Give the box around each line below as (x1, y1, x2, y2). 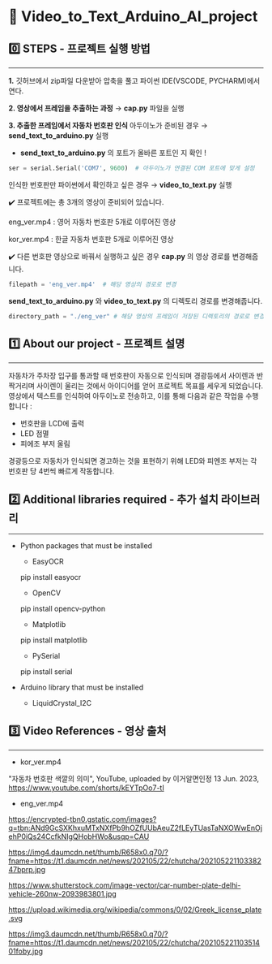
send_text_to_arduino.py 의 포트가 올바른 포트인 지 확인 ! (19, 148, 206, 158)
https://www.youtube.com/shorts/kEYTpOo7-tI (8, 783, 164, 793)
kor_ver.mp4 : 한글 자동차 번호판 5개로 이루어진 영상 (8, 234, 174, 244)
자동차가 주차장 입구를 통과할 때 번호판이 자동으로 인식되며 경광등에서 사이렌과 (8, 371, 255, 381)
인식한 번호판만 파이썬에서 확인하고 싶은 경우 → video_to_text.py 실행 (8, 179, 232, 189)
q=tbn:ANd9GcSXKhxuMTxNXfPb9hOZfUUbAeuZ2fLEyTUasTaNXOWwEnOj (8, 824, 263, 833)
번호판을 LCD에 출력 (19, 418, 85, 429)
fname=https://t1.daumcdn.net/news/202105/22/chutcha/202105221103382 (8, 856, 261, 866)
